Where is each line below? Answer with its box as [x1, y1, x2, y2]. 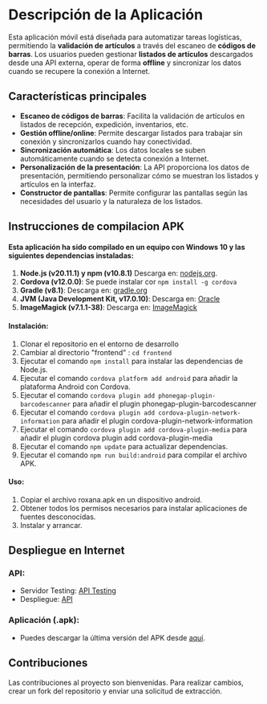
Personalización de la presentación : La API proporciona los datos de [19, 162, 250, 172]
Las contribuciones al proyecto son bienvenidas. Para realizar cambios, [8, 677, 245, 687]
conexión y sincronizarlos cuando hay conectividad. [19, 137, 192, 146]
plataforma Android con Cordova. [19, 382, 131, 391]
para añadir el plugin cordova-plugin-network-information [61, 415, 253, 425]
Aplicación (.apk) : [8, 615, 80, 626]
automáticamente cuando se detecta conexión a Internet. [19, 153, 209, 163]
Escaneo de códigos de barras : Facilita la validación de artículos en [19, 111, 245, 121]
